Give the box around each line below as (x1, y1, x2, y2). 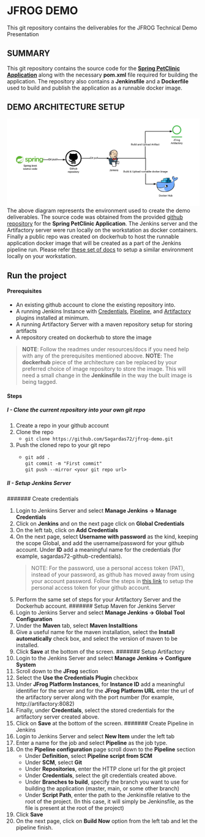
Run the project (7, 270, 67, 281)
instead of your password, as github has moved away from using (31, 571, 195, 578)
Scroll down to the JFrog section (15, 667, 99, 675)
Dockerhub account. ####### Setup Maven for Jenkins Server (15, 602, 176, 610)
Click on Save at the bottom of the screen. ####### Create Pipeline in (15, 719, 194, 727)
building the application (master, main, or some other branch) (24, 784, 180, 792)
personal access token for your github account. (31, 584, 151, 591)
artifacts (15, 327, 37, 335)
